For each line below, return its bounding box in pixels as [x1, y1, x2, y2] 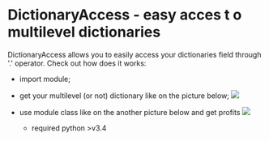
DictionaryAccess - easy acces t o [7, 6, 242, 24]
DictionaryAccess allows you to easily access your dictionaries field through [7, 49, 262, 59]
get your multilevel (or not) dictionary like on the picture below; [19, 91, 230, 100]
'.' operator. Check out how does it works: [7, 58, 147, 68]
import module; [19, 74, 70, 83]
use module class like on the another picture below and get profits [19, 107, 241, 117]
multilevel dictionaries [7, 23, 161, 41]
